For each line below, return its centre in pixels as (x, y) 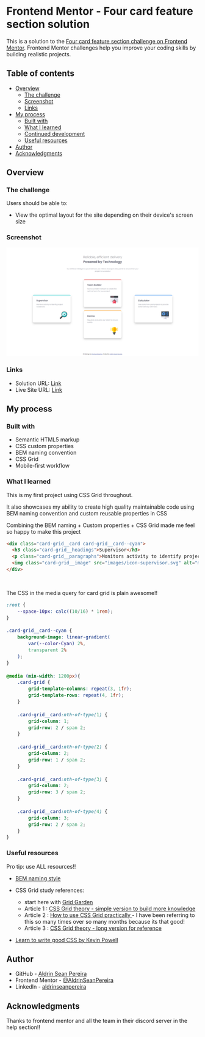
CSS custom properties (45, 446)
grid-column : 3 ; (49, 818)
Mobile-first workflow (42, 466)
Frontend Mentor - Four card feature (100, 11)
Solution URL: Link (38, 383)
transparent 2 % (48, 650)
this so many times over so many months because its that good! (104, 921)
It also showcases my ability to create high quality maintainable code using (100, 507)
